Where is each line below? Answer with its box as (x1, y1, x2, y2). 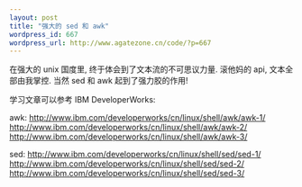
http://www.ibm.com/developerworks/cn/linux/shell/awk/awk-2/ (9, 122, 248, 133)
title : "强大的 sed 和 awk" (9, 22, 110, 31)
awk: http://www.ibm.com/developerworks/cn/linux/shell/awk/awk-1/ (9, 112, 266, 123)
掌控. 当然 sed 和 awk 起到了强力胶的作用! (32, 76, 188, 86)
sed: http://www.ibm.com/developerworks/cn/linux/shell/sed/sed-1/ (9, 149, 261, 160)
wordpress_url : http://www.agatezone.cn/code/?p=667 (9, 38, 212, 48)
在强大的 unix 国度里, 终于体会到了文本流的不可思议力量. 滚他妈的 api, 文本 (9, 64, 286, 75)
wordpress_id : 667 (9, 30, 78, 39)
